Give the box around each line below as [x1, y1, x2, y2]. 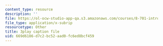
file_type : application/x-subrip [5, 20, 73, 25]
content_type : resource [5, 7, 53, 12]
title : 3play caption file [5, 29, 60, 34]
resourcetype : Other [5, 25, 47, 30]
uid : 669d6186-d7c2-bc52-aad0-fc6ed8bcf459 [5, 34, 95, 39]
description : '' [5, 11, 38, 16]
